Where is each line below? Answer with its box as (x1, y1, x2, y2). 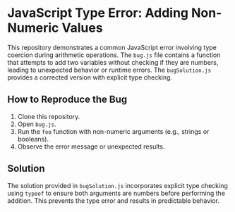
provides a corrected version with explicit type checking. (7, 73, 173, 82)
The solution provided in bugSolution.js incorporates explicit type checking (7, 181, 228, 189)
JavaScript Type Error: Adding (7, 5, 189, 21)
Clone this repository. (17, 112, 80, 120)
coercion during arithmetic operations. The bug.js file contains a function (7, 51, 221, 59)
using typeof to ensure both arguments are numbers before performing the (7, 189, 226, 197)
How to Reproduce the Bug (7, 94, 128, 106)
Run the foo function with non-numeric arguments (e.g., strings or (17, 127, 210, 135)
